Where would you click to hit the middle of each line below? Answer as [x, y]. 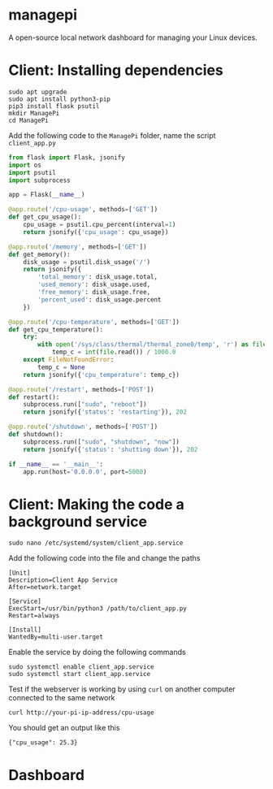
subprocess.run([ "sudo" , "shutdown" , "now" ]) [102, 442]
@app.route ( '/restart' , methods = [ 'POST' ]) [81, 389]
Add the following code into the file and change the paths [104, 558]
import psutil [32, 172]
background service [78, 521]
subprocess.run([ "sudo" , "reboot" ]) [85, 405]
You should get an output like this [64, 728]
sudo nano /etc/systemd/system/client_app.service [96, 543]
